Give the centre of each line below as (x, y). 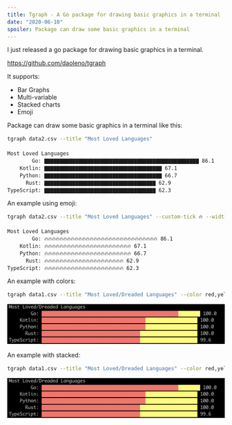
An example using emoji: (42, 204)
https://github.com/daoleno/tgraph (57, 63)
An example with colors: (41, 281)
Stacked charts (39, 105)
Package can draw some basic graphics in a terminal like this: (95, 125)
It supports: (23, 77)
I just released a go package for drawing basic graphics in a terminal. (105, 50)
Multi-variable (37, 98)
